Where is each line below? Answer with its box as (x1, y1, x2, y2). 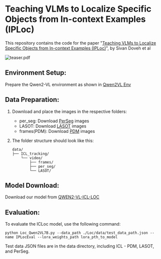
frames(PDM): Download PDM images (19, 128, 95, 134)
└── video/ (21, 155, 43, 161)
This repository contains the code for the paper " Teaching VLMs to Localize (5, 40, 156, 46)
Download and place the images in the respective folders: (12, 108, 127, 114)
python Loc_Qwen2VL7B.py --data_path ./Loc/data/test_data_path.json (5, 230, 148, 236)
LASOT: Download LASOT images (19, 123, 87, 129)
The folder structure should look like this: (12, 137, 94, 144)
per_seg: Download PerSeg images (19, 118, 89, 124)
